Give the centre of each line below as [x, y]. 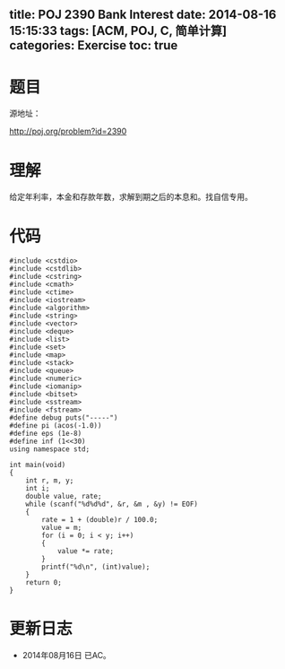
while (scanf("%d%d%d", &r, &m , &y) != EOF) [112, 504]
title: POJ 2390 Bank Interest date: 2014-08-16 [143, 15]
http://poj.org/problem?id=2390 [68, 131]
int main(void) [38, 465]
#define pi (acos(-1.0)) [56, 426]
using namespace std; [50, 449]
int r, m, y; [50, 481]
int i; [38, 489]
